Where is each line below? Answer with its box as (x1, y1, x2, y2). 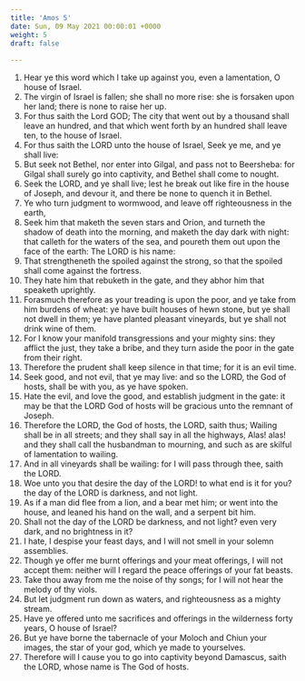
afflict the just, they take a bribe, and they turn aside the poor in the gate (23, 343, 294, 354)
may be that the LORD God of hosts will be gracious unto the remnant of (23, 401, 293, 412)
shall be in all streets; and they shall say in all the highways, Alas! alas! (23, 429, 287, 441)
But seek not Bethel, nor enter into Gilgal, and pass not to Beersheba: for (23, 159, 296, 170)
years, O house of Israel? (23, 623, 117, 634)
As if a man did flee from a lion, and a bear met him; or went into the (23, 497, 279, 508)
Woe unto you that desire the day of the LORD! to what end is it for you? (23, 478, 292, 489)
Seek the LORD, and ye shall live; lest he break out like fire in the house (23, 178, 290, 189)
